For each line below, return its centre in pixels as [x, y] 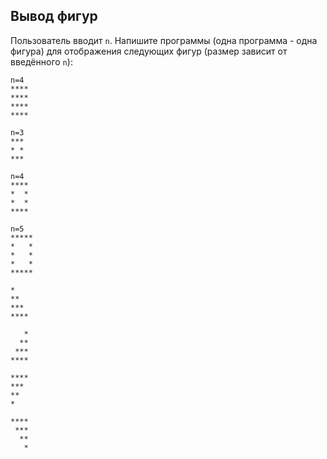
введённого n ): [41, 61]
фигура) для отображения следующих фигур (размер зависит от [149, 51]
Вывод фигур [54, 16]
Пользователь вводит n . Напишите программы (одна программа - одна [164, 40]
